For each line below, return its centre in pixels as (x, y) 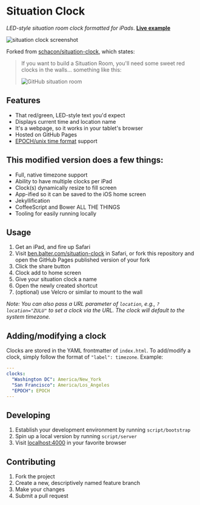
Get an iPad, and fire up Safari (53, 247)
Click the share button (43, 266)
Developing (28, 415)
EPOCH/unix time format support (56, 141)
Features (23, 100)
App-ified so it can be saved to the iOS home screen (81, 194)
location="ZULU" (27, 311)
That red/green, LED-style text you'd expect (70, 115)
